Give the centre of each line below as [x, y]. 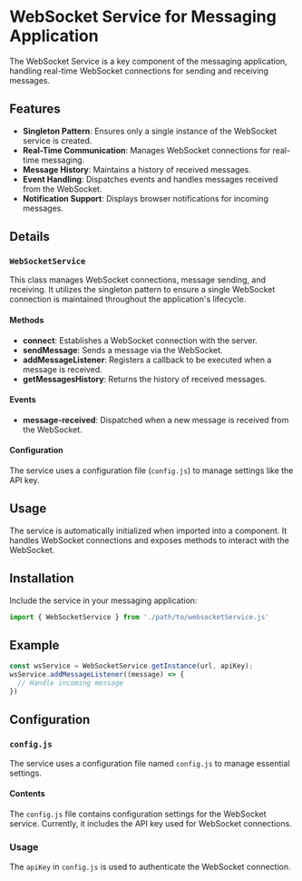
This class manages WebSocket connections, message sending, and [137, 280]
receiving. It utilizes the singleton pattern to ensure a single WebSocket [142, 290]
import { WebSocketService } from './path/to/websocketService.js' [140, 617]
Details [29, 237]
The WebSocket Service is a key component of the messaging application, [148, 61]
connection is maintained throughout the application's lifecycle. [128, 299]
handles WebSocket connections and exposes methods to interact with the [150, 540]
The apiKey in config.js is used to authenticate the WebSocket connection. [151, 867]
